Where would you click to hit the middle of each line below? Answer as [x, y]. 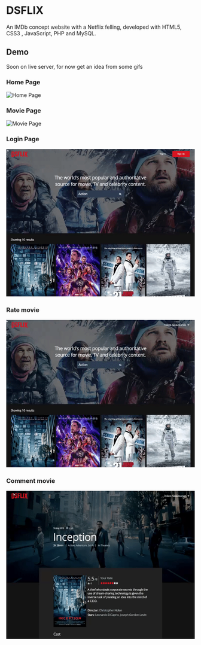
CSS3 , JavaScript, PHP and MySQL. [51, 33]
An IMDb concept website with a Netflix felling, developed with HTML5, [94, 27]
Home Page [23, 82]
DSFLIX [25, 10]
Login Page [23, 139]
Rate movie [23, 310]
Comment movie [31, 481]
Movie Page [24, 110]
